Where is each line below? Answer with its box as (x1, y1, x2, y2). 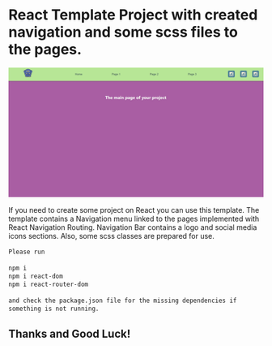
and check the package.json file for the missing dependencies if (8, 296, 237, 305)
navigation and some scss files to (8, 23, 239, 41)
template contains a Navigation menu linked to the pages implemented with (8, 214, 260, 224)
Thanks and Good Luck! (8, 327, 131, 340)
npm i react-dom (8, 272, 63, 281)
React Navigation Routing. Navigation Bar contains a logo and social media (8, 223, 257, 232)
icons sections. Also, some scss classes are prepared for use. (8, 231, 215, 241)
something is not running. (8, 305, 100, 314)
